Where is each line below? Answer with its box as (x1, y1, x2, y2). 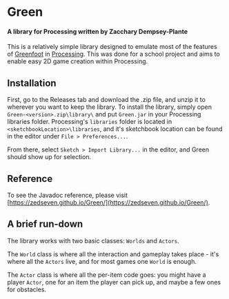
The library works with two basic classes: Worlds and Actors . (7, 236, 179, 245)
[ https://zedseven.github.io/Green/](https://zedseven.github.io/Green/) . (7, 198, 210, 207)
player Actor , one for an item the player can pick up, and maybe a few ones (7, 278, 221, 286)
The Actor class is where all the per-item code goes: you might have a (7, 270, 206, 279)
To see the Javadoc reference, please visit (7, 191, 128, 200)
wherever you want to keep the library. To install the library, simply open (7, 103, 212, 111)
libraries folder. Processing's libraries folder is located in (7, 118, 172, 126)
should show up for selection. (7, 153, 92, 161)
